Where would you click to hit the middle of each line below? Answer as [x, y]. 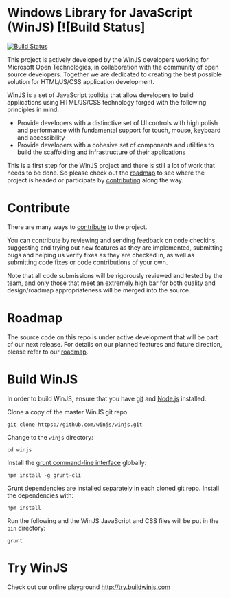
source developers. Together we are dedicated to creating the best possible [114, 74]
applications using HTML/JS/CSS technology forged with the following [107, 102]
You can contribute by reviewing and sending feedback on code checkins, [112, 240]
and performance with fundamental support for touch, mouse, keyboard [119, 130]
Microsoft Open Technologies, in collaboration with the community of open [113, 67]
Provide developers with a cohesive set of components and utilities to [115, 145]
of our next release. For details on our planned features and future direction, [115, 344]
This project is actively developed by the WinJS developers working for [108, 59]
